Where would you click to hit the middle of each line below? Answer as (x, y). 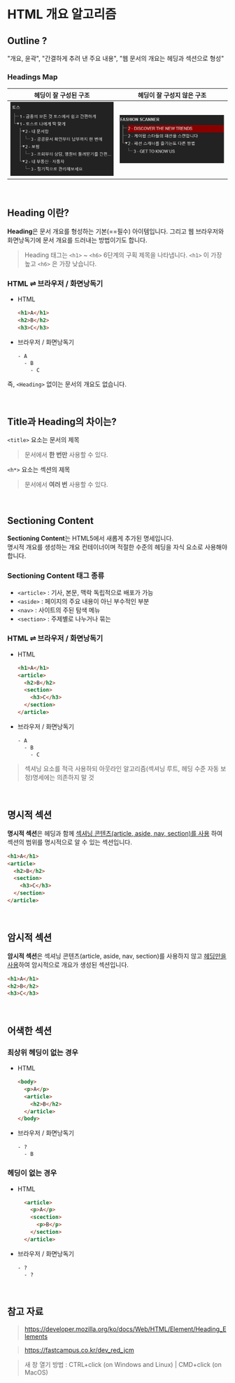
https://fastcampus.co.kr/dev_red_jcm (79, 1350)
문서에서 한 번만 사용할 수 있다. (66, 455)
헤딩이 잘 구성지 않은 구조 (172, 95)
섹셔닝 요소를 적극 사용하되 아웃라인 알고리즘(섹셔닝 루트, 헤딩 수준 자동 (121, 769)
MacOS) (36, 1372)
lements (36, 1336)
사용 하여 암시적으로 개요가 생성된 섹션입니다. (68, 965)
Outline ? (27, 40)
